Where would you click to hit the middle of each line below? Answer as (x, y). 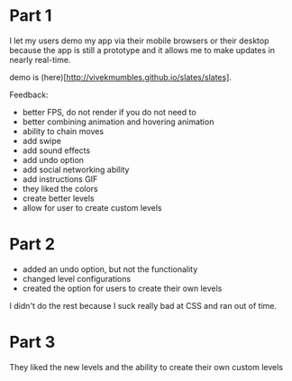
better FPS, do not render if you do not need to (109, 112)
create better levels (58, 198)
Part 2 (32, 245)
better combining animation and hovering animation (118, 122)
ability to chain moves (63, 131)
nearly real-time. (40, 59)
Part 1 (31, 16)
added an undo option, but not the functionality (110, 269)
